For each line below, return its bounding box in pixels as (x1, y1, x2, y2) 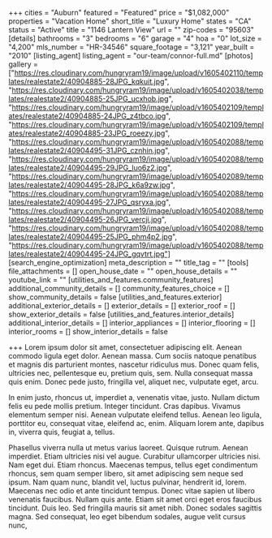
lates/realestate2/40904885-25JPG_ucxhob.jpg (8, 94, 169, 103)
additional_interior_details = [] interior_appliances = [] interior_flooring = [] (8, 318, 256, 328)
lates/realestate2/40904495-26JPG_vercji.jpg (8, 215, 162, 224)
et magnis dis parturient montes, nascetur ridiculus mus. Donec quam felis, (8, 359, 260, 369)
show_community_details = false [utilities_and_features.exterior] (8, 292, 222, 302)
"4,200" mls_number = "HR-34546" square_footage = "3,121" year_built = (8, 42, 255, 52)
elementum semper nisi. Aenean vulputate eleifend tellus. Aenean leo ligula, (8, 410, 262, 420)
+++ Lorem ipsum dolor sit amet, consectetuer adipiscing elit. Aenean (8, 342, 242, 352)
